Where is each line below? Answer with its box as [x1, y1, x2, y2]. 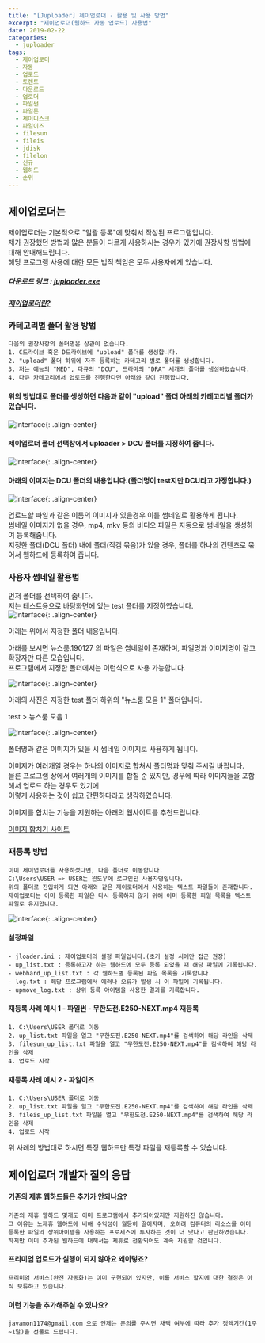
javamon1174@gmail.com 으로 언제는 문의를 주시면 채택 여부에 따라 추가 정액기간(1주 [8, 1320, 257, 1328]
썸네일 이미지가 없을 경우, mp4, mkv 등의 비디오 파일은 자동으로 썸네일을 [8, 521, 233, 530]
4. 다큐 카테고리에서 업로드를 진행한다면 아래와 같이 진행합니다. [8, 374, 190, 382]
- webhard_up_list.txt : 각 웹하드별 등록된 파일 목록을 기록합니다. [8, 969, 212, 977]
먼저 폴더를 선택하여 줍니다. [8, 591, 93, 601]
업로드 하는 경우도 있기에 [22, 781, 100, 791]
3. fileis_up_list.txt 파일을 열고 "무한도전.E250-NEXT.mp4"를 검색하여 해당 [8, 1111, 244, 1120]
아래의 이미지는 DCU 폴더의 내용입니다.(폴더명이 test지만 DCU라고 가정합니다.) [8, 476, 252, 486]
